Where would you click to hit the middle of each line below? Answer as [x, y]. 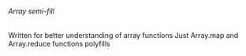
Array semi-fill [32, 11]
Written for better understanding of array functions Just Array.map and [123, 35]
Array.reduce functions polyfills [59, 44]
